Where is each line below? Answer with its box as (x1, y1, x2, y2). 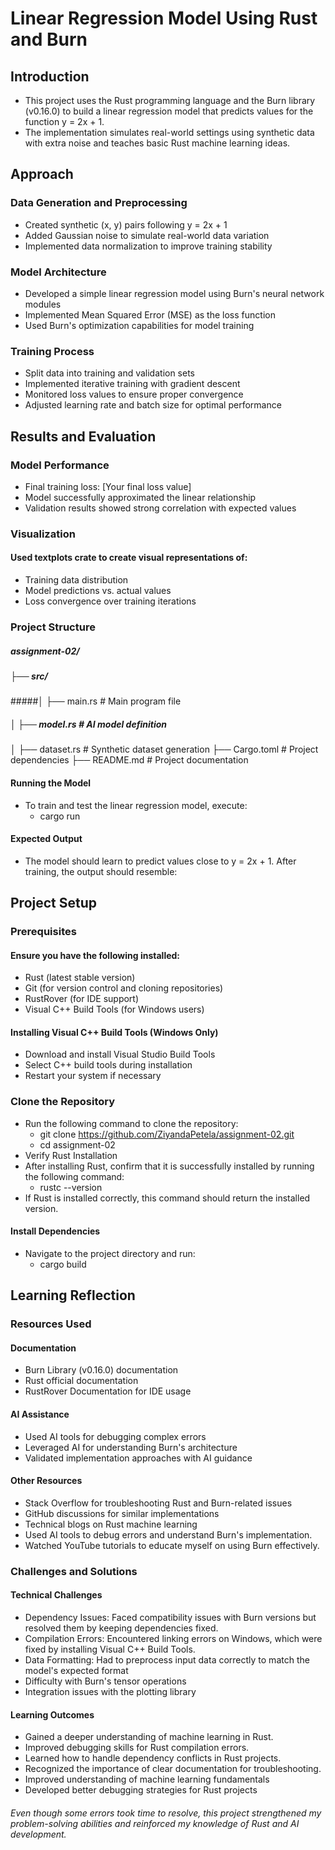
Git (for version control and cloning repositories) (24, 982, 224, 994)
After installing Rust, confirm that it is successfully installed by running (24, 1160, 315, 1172)
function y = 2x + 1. (24, 116, 105, 127)
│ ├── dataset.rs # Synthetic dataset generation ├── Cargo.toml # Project (10, 743, 319, 756)
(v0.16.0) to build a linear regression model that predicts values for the (24, 105, 314, 117)
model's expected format (24, 1665, 129, 1676)
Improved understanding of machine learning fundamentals (24, 1773, 270, 1786)
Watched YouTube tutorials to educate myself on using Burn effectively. (24, 1539, 320, 1551)
